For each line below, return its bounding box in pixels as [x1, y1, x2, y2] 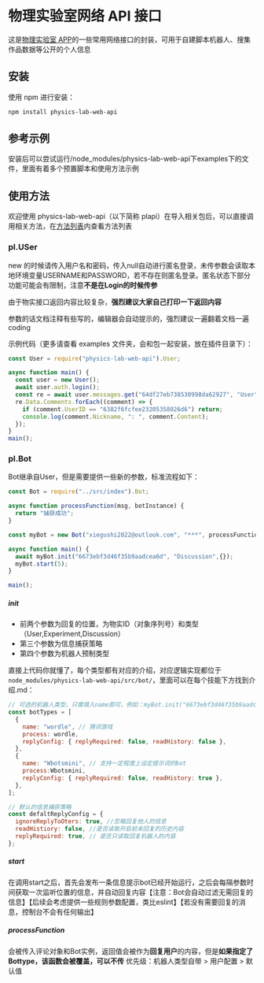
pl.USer [8, 242, 38, 253]
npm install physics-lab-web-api [8, 108, 118, 116]
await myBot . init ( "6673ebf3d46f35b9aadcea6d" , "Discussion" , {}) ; [15, 552, 234, 560]
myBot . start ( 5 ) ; [15, 560, 68, 568]
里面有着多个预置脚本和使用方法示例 [21, 164, 139, 173]
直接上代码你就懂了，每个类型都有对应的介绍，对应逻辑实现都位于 [8, 666, 222, 675]
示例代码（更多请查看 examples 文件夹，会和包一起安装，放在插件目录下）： [8, 339, 254, 348]
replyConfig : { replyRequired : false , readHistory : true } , [22, 773, 223, 782]
